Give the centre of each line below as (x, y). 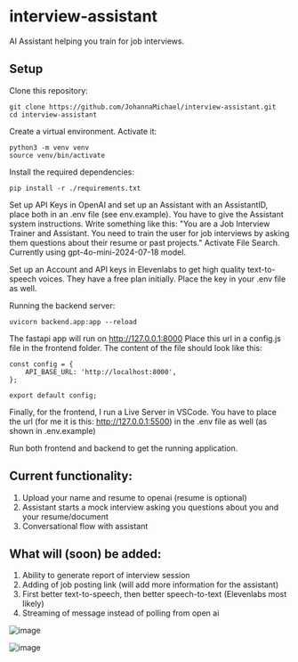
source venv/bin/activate (57, 155)
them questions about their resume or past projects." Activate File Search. (145, 242)
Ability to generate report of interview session (106, 576)
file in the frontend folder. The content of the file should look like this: (136, 347)
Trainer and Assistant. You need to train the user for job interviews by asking (149, 233)
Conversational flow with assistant (85, 526)
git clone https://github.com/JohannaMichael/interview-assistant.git (143, 107)
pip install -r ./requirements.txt (75, 188)
